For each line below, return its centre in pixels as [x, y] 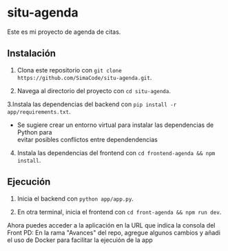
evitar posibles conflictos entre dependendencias [87, 139]
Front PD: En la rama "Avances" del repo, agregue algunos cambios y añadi [114, 232]
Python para [34, 132]
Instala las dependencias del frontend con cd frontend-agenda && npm [116, 152]
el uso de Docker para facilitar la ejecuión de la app [80, 240]
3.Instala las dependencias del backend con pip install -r [92, 104]
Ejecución [29, 182]
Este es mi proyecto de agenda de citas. [64, 32]
